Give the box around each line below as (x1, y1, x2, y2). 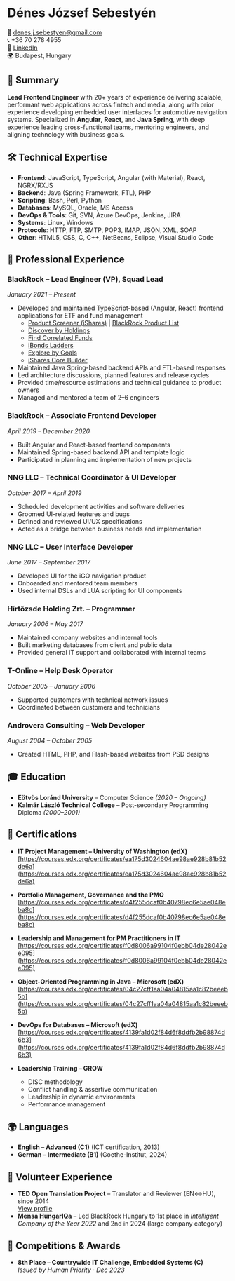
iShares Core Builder (27, 356, 88, 365)
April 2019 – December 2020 (7, 426, 90, 435)
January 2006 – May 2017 (7, 620, 83, 628)
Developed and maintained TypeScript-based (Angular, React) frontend (17, 304, 224, 313)
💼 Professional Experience (7, 253, 125, 265)
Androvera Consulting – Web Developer (7, 720, 145, 730)
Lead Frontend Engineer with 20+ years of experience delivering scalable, (7, 93, 223, 101)
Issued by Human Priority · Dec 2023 (17, 1266, 125, 1274)
